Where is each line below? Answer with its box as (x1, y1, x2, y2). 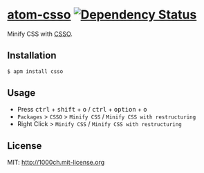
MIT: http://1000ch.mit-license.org (7, 159, 105, 167)
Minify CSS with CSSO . (7, 30, 73, 38)
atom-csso (7, 7, 71, 23)
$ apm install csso (7, 68, 64, 75)
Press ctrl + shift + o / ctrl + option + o (17, 105, 147, 114)
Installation (7, 50, 57, 61)
